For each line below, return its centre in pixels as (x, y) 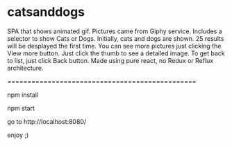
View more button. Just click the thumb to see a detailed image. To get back (116, 53)
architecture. (25, 68)
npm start (21, 108)
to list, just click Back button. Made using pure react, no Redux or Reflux (110, 60)
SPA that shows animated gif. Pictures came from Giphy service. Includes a (115, 31)
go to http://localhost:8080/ (47, 121)
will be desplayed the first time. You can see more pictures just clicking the (114, 46)
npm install (23, 95)
